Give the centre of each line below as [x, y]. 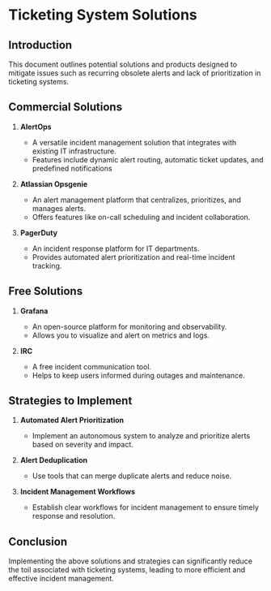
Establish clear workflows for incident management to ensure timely [145, 507]
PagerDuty [39, 232]
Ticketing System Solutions [103, 15]
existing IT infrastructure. [74, 151]
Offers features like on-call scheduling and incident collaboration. [141, 217]
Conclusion [38, 541]
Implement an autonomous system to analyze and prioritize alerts [141, 436]
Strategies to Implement [70, 401]
